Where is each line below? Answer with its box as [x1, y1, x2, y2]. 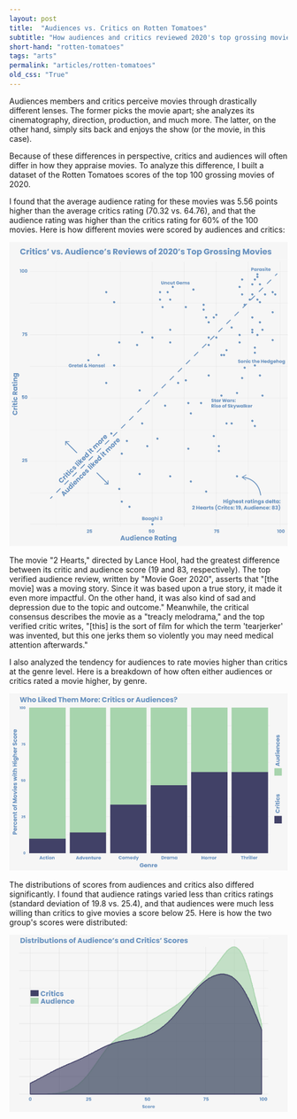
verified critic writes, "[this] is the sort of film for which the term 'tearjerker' [9, 620, 284, 631]
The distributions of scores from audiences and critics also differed [9, 879, 255, 890]
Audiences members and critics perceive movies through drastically [9, 96, 257, 106]
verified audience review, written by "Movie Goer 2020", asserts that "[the [9, 573, 279, 584]
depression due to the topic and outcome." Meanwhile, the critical [9, 602, 249, 612]
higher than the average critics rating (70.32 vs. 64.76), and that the [9, 205, 256, 216]
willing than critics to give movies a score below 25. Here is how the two [9, 907, 272, 918]
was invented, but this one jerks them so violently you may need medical [9, 630, 274, 641]
